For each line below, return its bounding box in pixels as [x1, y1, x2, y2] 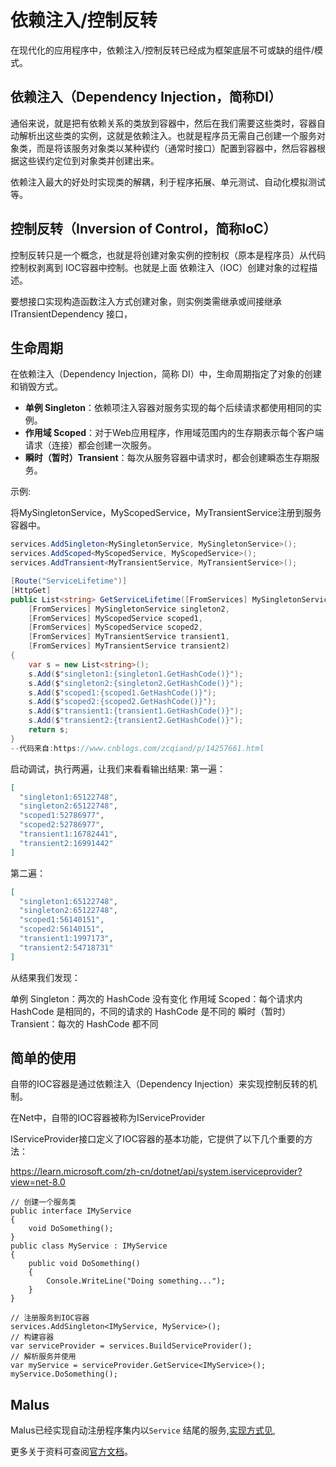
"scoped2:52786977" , [19, 820, 105, 830]
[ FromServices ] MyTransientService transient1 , [28, 632, 230, 642]
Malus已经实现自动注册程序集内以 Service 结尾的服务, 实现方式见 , [10, 1424, 276, 1436]
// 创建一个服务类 [10, 1197, 77, 1208]
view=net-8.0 [10, 1176, 66, 1188]
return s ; [28, 725, 70, 735]
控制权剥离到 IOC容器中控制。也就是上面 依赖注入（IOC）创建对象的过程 [10, 261, 310, 273]
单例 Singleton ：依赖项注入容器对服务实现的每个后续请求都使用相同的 [24, 402, 314, 414]
